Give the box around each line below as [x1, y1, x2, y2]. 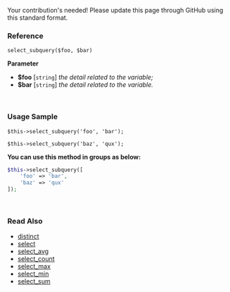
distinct [17, 232, 39, 241]
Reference [7, 31, 44, 41]
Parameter [7, 59, 39, 68]
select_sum [17, 277, 51, 286]
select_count [17, 255, 55, 263]
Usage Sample [7, 112, 58, 122]
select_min [17, 269, 49, 278]
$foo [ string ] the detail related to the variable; [17, 73, 153, 82]
